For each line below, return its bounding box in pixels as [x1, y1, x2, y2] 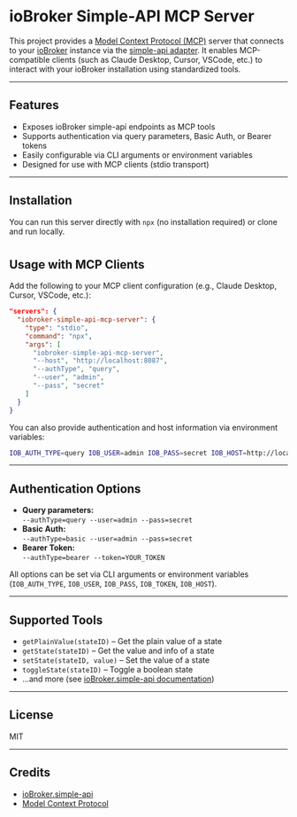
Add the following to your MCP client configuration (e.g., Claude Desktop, [9, 281, 277, 292]
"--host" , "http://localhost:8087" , [32, 356, 168, 365]
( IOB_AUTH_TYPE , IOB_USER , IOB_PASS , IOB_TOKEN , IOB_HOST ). [9, 579, 217, 589]
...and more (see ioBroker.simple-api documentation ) [21, 673, 215, 684]
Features [9, 97, 59, 113]
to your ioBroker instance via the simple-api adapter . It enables [9, 44, 238, 55]
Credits [9, 765, 51, 781]
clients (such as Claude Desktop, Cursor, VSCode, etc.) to [51, 54, 263, 65]
